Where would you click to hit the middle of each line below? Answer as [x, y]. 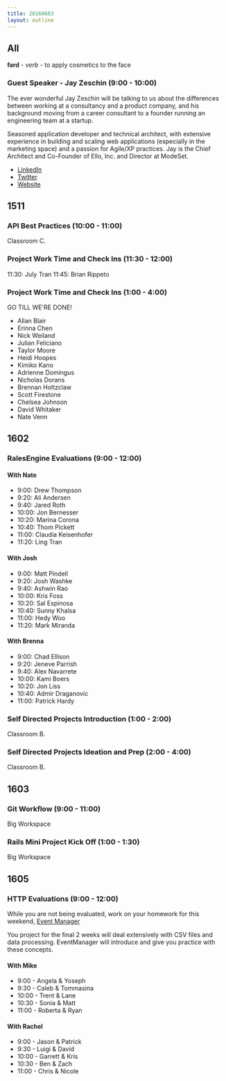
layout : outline [31, 20]
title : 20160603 [31, 14]
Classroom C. [27, 241]
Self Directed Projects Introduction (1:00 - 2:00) [89, 719]
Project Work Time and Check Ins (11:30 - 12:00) [90, 259]
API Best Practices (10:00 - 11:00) [65, 225]
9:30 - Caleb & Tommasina [55, 989]
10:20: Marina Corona [48, 520]
